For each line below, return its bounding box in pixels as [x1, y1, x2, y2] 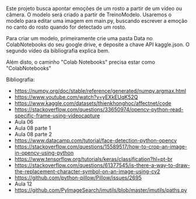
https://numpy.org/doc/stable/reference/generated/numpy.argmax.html [14, 88, 187, 94]
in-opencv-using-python [14, 149, 74, 156]
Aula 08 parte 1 [14, 125, 51, 131]
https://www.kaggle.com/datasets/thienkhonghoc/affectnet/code [14, 100, 171, 107]
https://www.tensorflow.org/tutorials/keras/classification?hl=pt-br [14, 156, 173, 162]
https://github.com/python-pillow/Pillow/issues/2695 [14, 174, 142, 181]
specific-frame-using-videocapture [14, 112, 100, 119]
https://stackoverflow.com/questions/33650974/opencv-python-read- [14, 106, 184, 113]
